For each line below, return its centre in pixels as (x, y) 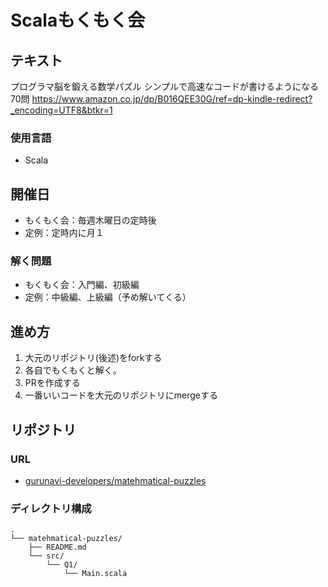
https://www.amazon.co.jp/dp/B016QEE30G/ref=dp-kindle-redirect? (172, 99)
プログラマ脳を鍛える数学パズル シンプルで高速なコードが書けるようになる (165, 86)
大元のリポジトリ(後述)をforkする (93, 358)
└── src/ (46, 556)
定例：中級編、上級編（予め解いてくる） (108, 297)
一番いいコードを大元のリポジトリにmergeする (121, 395)
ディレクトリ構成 (51, 508)
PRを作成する (52, 383)
